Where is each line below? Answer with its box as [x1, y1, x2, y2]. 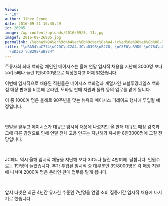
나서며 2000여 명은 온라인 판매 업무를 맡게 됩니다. [10, 169, 108, 175]
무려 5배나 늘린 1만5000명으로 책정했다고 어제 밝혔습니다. [5, 69, 118, 75]
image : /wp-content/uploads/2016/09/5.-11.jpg [5, 30, 104, 35]
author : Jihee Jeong [5, 16, 48, 21]
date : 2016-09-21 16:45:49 [5, 21, 61, 26]
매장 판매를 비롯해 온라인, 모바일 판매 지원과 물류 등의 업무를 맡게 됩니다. [10, 86, 151, 92]
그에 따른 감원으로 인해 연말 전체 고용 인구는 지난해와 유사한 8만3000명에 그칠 [5, 130, 157, 136]
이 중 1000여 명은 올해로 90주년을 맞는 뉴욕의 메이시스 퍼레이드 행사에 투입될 [5, 97, 155, 103]
